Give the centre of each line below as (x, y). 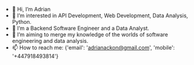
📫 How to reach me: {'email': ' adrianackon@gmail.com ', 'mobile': (93, 47)
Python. (22, 22)
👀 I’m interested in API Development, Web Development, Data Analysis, (100, 16)
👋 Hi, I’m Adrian (31, 9)
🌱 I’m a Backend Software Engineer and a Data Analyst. (80, 28)
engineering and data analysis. (50, 41)
